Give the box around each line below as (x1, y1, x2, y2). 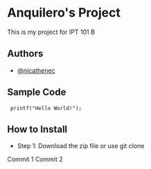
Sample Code (7, 87, 66, 98)
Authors (7, 48, 44, 60)
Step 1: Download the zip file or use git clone (17, 142, 145, 150)
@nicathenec (17, 66, 55, 74)
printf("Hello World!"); (10, 105, 82, 112)
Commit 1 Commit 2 (7, 155, 64, 163)
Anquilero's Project (7, 5, 121, 21)
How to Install (7, 123, 68, 135)
